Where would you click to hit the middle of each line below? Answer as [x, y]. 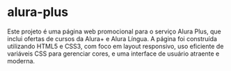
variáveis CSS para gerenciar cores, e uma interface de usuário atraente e [113, 54]
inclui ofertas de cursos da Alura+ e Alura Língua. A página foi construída [112, 38]
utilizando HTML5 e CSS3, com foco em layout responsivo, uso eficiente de [115, 46]
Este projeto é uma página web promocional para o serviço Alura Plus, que [114, 31]
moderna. [21, 61]
